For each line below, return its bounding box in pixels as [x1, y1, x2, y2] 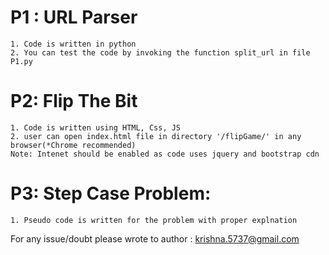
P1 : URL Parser [10, 6, 138, 29]
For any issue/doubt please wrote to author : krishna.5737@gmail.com [10, 232, 300, 245]
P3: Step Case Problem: [10, 182, 212, 205]
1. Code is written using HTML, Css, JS [10, 122, 182, 133]
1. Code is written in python [10, 39, 137, 49]
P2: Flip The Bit [10, 90, 138, 113]
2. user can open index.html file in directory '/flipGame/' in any [10, 131, 302, 141]
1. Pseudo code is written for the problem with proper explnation [10, 215, 298, 225]
